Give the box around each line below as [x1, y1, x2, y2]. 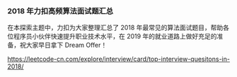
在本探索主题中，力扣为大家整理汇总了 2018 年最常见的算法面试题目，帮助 [7, 23, 224, 32]
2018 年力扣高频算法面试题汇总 [7, 6, 114, 15]
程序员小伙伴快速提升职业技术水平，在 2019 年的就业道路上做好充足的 [13, 32, 217, 41]
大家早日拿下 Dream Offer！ [25, 41, 108, 50]
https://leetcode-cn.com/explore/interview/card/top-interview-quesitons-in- [7, 55, 230, 64]
